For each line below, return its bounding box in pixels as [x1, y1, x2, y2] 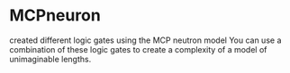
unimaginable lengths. [9, 53, 92, 64]
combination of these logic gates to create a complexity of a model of [9, 44, 267, 54]
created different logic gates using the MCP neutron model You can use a [9, 35, 282, 45]
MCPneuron [9, 5, 101, 26]
